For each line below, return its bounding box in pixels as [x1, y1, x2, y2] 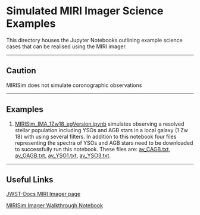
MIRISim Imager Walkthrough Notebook [6, 202, 103, 209]
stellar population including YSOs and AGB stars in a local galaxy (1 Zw [14, 126, 189, 133]
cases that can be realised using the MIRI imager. [6, 43, 127, 50]
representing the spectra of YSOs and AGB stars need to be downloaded [14, 139, 193, 147]
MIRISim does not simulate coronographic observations [6, 82, 142, 89]
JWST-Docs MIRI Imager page [6, 191, 81, 198]
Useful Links [6, 175, 54, 185]
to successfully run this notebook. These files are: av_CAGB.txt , [14, 145, 171, 152]
